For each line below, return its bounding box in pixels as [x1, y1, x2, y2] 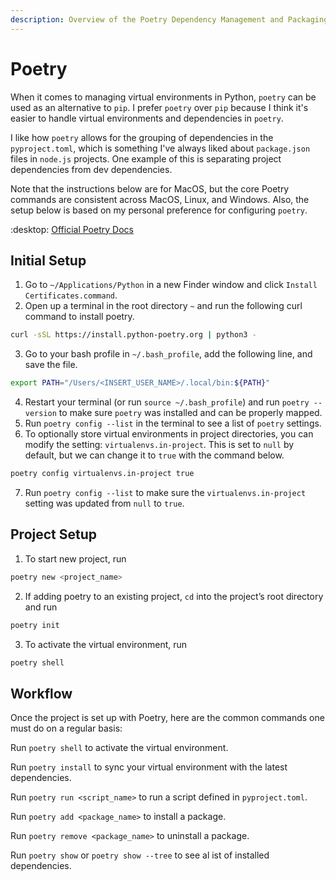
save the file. [24, 359, 78, 371]
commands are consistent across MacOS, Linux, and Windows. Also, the [10, 193, 310, 205]
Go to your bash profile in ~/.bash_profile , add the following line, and [24, 348, 313, 360]
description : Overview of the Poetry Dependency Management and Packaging [10, 14, 329, 25]
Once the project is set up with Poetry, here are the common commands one [10, 712, 325, 724]
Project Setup [10, 526, 98, 543]
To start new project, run [24, 552, 127, 565]
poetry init [10, 620, 60, 630]
